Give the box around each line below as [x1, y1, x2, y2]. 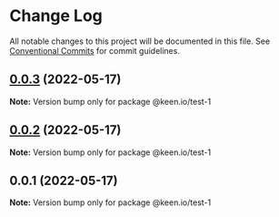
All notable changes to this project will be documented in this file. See [9, 36, 271, 46]
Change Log [9, 5, 103, 26]
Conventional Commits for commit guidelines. [9, 45, 180, 56]
